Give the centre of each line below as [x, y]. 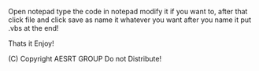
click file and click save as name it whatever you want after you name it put [130, 20]
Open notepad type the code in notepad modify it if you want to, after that [128, 11]
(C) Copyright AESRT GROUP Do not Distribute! [85, 59]
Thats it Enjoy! [31, 43]
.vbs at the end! [33, 28]
